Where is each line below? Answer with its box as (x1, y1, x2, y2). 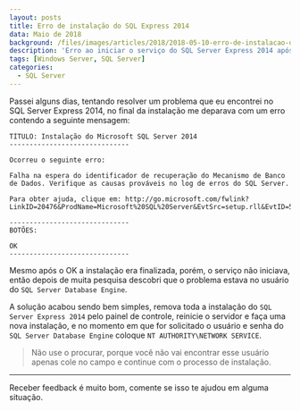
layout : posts (9, 13, 62, 22)
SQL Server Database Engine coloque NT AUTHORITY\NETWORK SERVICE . (9, 330, 262, 340)
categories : (9, 63, 54, 72)
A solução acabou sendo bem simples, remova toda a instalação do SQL (9, 301, 272, 312)
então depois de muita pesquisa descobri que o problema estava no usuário (9, 274, 289, 285)
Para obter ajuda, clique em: (9, 194, 122, 204)
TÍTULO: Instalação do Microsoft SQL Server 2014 (9, 131, 198, 141)
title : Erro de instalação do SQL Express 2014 (9, 21, 190, 30)
